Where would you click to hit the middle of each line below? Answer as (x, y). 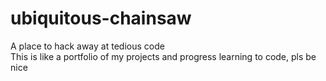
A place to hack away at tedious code (87, 46)
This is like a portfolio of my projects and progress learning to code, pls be (163, 56)
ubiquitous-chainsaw (101, 18)
